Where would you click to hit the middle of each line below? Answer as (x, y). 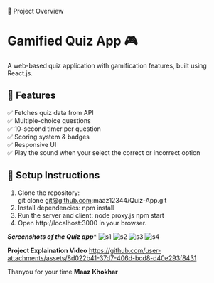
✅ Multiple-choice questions (49, 120)
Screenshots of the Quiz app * (52, 236)
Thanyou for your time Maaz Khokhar (63, 272)
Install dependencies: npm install (66, 208)
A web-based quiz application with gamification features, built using (107, 65)
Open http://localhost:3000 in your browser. (82, 223)
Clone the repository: (49, 193)
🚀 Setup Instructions (54, 175)
